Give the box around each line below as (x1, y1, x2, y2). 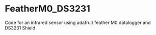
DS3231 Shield (5, 24, 36, 30)
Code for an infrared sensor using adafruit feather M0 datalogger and (5, 19, 151, 25)
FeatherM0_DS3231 (5, 3, 90, 14)
